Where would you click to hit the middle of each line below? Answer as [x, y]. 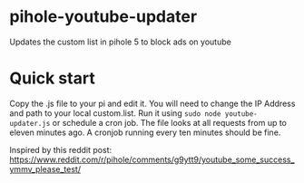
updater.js [30, 123]
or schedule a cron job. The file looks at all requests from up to [170, 122]
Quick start [52, 78]
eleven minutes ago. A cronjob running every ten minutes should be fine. [145, 132]
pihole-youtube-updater [103, 17]
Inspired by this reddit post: [60, 149]
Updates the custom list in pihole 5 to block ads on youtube [120, 42]
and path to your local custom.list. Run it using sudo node [115, 113]
